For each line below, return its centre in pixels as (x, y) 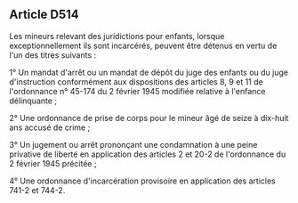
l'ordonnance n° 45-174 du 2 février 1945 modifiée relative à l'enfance (137, 91)
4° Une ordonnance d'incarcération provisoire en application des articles (142, 181)
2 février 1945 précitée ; (53, 163)
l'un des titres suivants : (53, 55)
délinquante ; (33, 101)
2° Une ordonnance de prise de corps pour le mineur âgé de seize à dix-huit (149, 118)
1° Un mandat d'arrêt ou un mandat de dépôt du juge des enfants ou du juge (149, 72)
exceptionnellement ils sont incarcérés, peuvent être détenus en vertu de (143, 45)
